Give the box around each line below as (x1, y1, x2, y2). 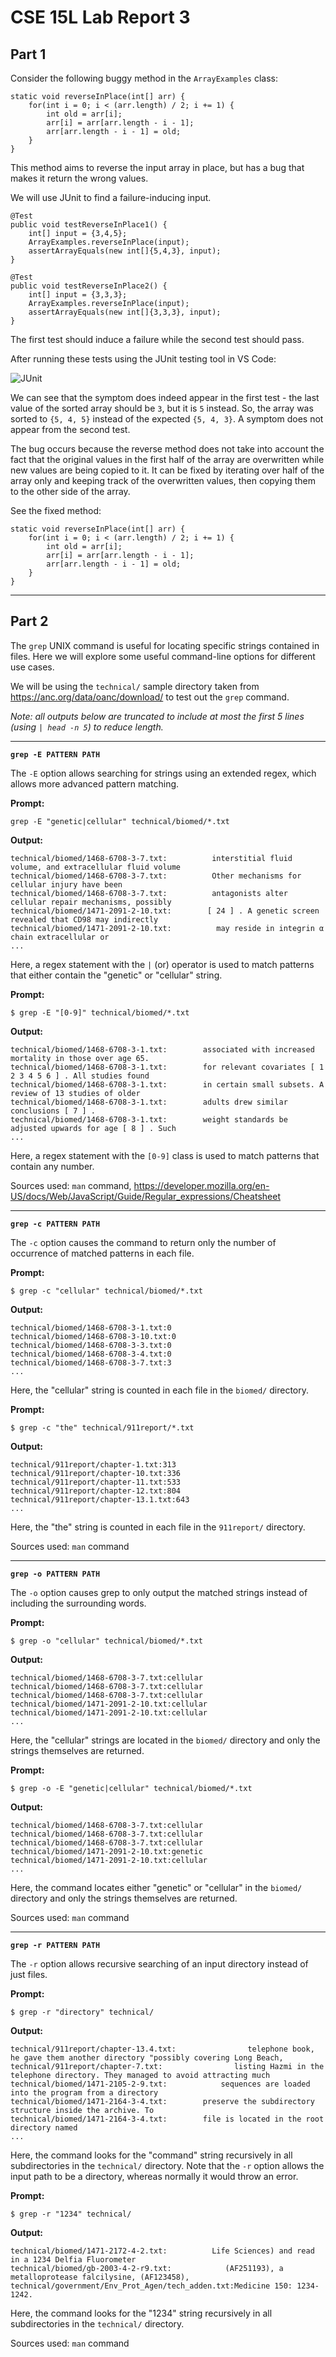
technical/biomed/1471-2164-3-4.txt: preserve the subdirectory (10, 2096, 315, 2106)
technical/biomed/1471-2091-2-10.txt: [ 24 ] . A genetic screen (10, 906, 320, 916)
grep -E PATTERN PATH (10, 749, 101, 760)
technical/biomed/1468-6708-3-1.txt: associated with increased (10, 1044, 315, 1055)
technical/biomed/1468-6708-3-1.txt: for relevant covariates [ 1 (10, 1062, 325, 1072)
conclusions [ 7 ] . (10, 1106, 97, 1116)
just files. (10, 1968, 48, 1980)
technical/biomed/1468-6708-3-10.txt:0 (10, 1331, 177, 1341)
